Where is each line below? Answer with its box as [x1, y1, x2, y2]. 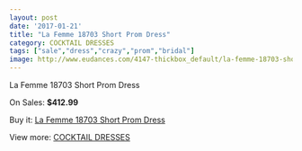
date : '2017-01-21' [9, 22, 83, 31]
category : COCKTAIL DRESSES [9, 38, 115, 48]
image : [9, 55, 34, 64]
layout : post [9, 13, 58, 22]
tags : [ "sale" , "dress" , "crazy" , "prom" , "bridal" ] [9, 47, 195, 56]
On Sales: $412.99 [9, 97, 79, 108]
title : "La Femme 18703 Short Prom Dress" [9, 30, 171, 39]
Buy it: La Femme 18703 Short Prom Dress [9, 114, 166, 125]
